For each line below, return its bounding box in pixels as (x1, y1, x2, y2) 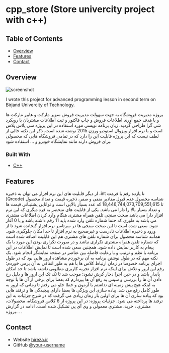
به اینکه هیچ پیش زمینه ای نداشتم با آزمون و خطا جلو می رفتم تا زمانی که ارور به (6, 281, 155, 287)
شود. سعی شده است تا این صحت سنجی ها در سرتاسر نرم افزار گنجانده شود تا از (6, 222, 158, 228)
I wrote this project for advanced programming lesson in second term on (6, 96, 156, 102)
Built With (6, 150, 31, 158)
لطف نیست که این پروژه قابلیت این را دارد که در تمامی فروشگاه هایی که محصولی (6, 133, 159, 139)
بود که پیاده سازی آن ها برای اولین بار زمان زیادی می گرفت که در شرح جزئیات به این (6, 292, 164, 298)
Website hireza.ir (13, 336, 48, 342)
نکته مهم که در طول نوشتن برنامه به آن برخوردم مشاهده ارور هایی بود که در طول (6, 255, 158, 261)
